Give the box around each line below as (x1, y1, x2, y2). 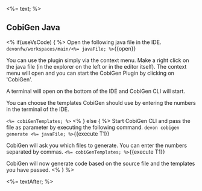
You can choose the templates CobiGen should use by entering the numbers (6, 99, 196, 106)
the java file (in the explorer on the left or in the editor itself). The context (6, 63, 187, 70)
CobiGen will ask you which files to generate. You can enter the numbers (6, 142, 188, 149)
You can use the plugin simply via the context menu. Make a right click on (6, 57, 189, 64)
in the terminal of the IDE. (6, 105, 69, 113)
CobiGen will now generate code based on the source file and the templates (6, 160, 195, 167)
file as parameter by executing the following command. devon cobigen (6, 124, 180, 131)
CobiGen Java (6, 22, 60, 33)
